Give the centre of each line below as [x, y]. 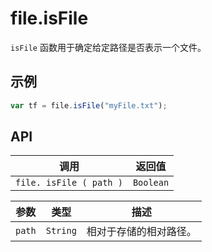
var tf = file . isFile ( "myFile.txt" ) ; [89, 105]
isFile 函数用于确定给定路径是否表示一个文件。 [108, 47]
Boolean [151, 183]
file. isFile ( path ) [69, 183]
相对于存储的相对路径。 [141, 232]
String [61, 231]
